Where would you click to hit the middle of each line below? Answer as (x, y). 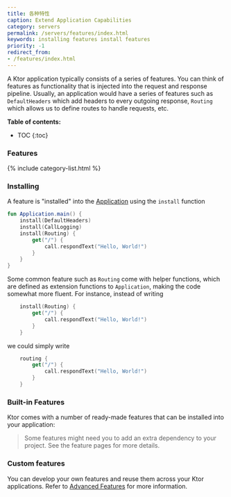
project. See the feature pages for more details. (92, 446)
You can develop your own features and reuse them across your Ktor (106, 479)
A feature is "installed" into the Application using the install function (106, 202)
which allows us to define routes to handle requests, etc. (88, 108)
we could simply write (38, 345)
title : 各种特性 (28, 14)
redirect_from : (29, 53)
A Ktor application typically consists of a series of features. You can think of (115, 79)
